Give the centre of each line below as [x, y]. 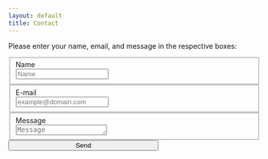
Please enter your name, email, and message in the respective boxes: [123, 46]
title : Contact [34, 23]
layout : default [35, 16]
